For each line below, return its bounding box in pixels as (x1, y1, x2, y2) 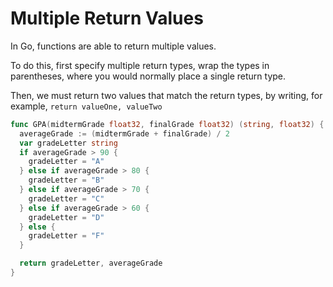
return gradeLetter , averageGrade (19, 258, 163, 269)
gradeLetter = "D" (28, 212, 105, 222)
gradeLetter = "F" (28, 231, 105, 241)
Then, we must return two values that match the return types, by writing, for (10, 89, 323, 101)
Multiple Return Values (10, 7, 204, 30)
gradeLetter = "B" (28, 175, 105, 186)
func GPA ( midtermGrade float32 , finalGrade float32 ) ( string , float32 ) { (10, 119, 325, 129)
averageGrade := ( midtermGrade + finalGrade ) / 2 (19, 128, 230, 139)
